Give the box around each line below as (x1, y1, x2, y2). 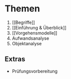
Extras (4, 55, 25, 64)
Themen (4, 3, 40, 14)
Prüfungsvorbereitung (11, 68, 58, 74)
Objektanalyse (11, 40, 42, 46)
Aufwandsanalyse (11, 35, 49, 41)
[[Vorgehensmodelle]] (11, 30, 57, 36)
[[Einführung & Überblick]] (11, 24, 67, 30)
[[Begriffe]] (11, 19, 35, 25)
